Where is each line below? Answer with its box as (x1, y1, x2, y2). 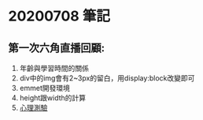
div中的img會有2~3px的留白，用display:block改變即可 (19, 73, 195, 83)
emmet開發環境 (19, 84, 71, 92)
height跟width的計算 (19, 93, 87, 103)
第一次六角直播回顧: (8, 41, 105, 54)
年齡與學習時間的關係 (19, 64, 89, 73)
